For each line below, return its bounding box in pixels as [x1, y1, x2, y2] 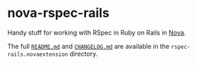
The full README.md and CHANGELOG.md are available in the [7, 42, 170, 50]
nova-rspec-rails [7, 5, 110, 21]
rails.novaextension [7, 51, 69, 58]
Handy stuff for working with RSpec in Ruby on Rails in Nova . [7, 28, 186, 37]
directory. [69, 49, 98, 58]
